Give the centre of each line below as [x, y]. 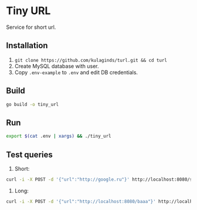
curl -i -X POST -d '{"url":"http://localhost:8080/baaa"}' [81, 201]
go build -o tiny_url [33, 104]
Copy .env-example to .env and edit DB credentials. [76, 72]
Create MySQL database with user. [57, 66]
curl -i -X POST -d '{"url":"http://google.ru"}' [68, 179]
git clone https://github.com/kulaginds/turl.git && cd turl [91, 60]
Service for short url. [31, 27]
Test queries [29, 154]
